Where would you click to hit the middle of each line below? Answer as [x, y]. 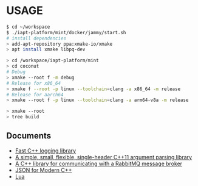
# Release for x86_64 [34, 83]
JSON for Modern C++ [43, 170]
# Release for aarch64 [35, 95]
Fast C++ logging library [46, 151]
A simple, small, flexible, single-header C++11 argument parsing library [104, 157]
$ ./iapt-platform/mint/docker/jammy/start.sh [66, 32]
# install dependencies [36, 38]
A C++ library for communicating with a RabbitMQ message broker [99, 163]
